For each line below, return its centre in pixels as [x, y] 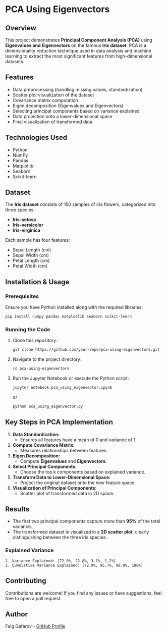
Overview [21, 28]
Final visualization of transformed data [52, 122]
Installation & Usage [37, 282]
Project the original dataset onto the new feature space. [78, 483]
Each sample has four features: [38, 240]
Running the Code [28, 329]
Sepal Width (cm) [31, 255]
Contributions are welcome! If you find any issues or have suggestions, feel [84, 593]
